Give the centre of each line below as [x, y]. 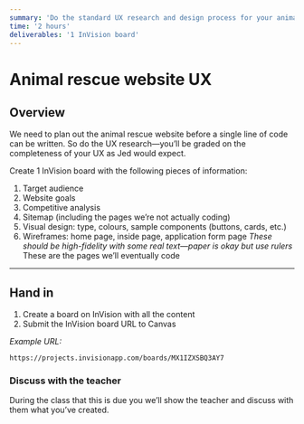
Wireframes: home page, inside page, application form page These [147, 237]
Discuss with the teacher [66, 381]
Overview [38, 113]
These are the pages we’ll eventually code [101, 256]
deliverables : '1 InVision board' [75, 34]
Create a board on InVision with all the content [109, 315]
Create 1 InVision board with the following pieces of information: [128, 171]
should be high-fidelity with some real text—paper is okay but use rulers [157, 246]
